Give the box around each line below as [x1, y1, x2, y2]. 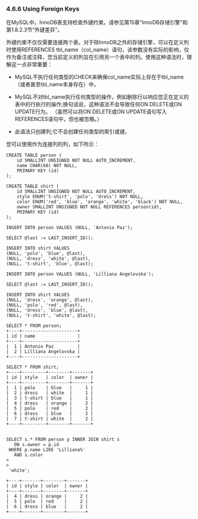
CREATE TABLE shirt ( [6, 184, 60, 190]
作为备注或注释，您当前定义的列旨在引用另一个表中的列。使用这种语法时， [6, 54, 187, 61]
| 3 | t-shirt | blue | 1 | [6, 395, 94, 402]
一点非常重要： [16, 61, 53, 68]
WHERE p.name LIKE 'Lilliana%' [8, 447, 85, 453]
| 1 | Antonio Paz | [6, 344, 81, 350]
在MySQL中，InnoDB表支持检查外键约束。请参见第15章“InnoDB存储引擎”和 [6, 19, 188, 26]
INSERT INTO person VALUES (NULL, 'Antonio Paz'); [6, 225, 133, 231]
